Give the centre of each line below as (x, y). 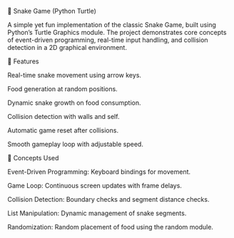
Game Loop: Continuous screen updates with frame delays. (95, 186)
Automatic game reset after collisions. (63, 130)
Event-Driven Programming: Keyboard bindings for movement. (99, 172)
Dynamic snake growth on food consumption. (74, 103)
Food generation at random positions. (62, 89)
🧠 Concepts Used (33, 158)
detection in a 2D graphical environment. (67, 47)
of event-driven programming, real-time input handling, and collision (108, 40)
